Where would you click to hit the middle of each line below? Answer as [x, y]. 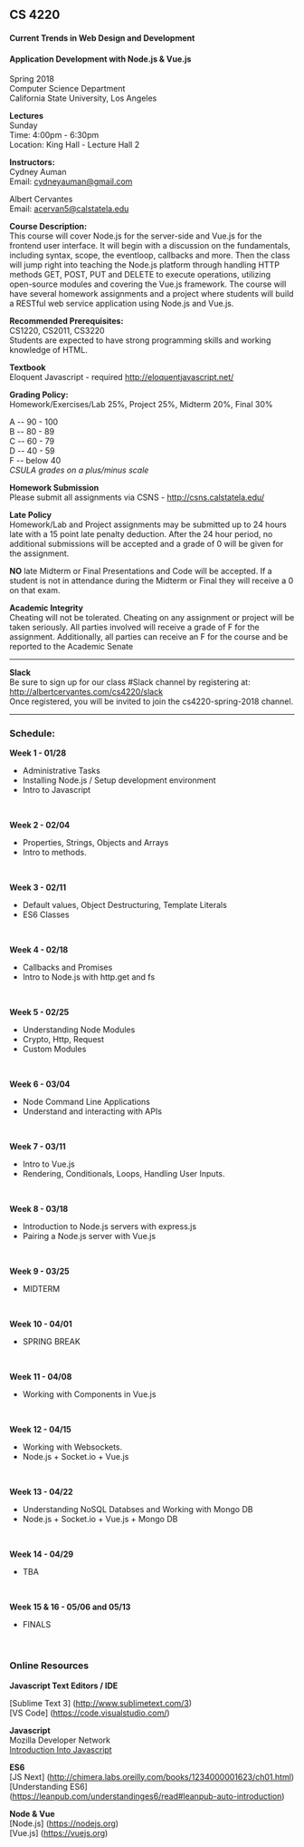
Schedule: [33, 734]
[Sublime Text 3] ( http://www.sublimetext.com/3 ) [101, 1703]
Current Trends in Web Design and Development [102, 38]
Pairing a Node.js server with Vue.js [89, 1236]
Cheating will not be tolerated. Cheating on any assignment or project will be [152, 618]
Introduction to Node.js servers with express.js [109, 1226]
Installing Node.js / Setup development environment [119, 780]
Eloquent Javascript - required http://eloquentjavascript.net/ [122, 377]
